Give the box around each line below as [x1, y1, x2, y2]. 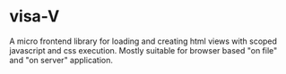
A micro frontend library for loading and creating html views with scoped [9, 36, 278, 46]
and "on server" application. [9, 54, 114, 65]
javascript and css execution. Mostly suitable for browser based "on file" [9, 45, 278, 55]
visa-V [9, 6, 60, 27]
